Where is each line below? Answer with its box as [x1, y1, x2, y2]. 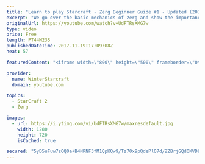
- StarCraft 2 [12, 98, 48, 104]
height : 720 [17, 132, 48, 138]
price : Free [6, 32, 37, 38]
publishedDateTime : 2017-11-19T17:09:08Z [6, 43, 113, 49]
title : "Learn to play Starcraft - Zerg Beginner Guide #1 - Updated [6, 9, 187, 15]
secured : [6, 148, 29, 155]
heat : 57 [6, 49, 29, 55]
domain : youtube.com [12, 81, 64, 88]
